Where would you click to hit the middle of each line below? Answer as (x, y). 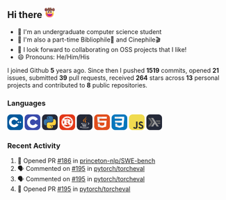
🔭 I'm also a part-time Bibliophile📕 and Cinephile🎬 (89, 40)
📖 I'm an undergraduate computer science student (89, 31)
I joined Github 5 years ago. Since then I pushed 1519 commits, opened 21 (113, 70)
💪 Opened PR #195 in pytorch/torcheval (74, 189)
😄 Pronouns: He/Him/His (54, 57)
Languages (27, 103)
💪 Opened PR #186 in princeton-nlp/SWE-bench (86, 161)
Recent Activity (34, 146)
